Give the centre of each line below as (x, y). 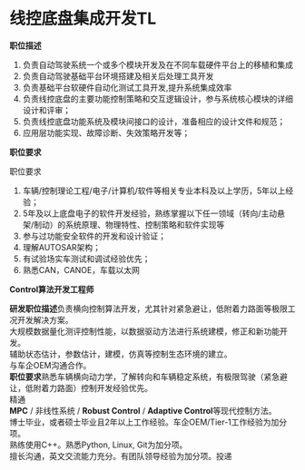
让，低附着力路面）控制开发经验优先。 (81, 387)
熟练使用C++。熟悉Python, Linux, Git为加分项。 (98, 445)
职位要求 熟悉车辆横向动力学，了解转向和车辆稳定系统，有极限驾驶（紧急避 (148, 377)
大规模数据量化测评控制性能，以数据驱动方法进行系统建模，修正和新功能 (144, 331)
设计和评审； (46, 110)
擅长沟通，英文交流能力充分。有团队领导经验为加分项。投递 (121, 455)
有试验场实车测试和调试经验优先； (86, 259)
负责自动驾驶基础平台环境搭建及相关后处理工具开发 (118, 76)
